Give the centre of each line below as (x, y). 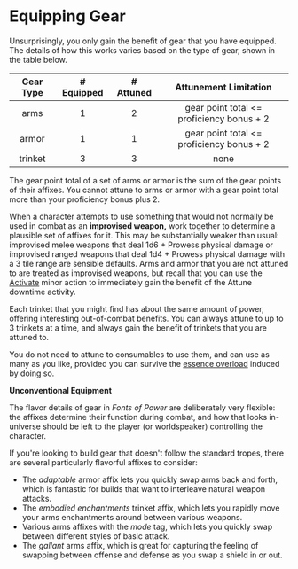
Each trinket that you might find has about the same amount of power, (137, 308)
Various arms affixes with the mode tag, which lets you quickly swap (147, 526)
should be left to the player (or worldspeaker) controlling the (153, 426)
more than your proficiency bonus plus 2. (85, 199)
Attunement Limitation (223, 87)
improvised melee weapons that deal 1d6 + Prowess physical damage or (141, 245)
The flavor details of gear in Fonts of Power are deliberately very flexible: (142, 407)
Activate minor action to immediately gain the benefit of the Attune (131, 282)
